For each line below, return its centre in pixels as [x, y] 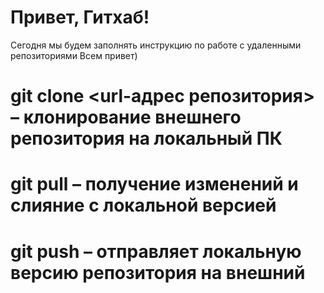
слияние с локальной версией [143, 205]
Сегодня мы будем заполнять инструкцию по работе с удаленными [156, 45]
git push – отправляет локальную [156, 251]
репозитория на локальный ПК [146, 138]
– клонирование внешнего [126, 117]
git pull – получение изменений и [154, 184]
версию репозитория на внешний [158, 272]
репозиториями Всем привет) [74, 55]
